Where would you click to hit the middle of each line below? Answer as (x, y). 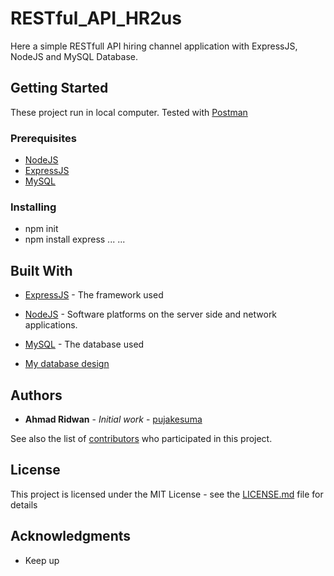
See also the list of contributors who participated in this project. (141, 438)
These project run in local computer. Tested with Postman (129, 112)
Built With (41, 270)
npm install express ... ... (75, 239)
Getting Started (59, 88)
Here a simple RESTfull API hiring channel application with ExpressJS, (154, 46)
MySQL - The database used (84, 344)
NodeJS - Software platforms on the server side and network (151, 314)
